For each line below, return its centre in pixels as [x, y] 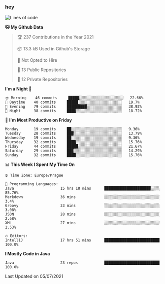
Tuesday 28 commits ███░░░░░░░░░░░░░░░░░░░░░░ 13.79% [73, 134]
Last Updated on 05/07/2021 [34, 276]
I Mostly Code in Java [28, 254]
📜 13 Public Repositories [42, 70]
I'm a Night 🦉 [18, 89]
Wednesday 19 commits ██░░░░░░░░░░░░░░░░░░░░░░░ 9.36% [72, 138]
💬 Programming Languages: [32, 184]
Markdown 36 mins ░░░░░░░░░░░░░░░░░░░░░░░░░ [82, 197]
